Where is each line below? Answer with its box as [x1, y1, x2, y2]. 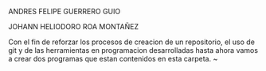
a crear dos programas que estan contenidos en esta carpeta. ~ [8, 54, 218, 63]
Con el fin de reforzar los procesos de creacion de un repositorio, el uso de [8, 37, 255, 47]
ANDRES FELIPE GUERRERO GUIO [8, 7, 121, 16]
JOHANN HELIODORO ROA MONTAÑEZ [8, 22, 139, 31]
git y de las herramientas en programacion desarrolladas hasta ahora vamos [8, 46, 259, 54]
